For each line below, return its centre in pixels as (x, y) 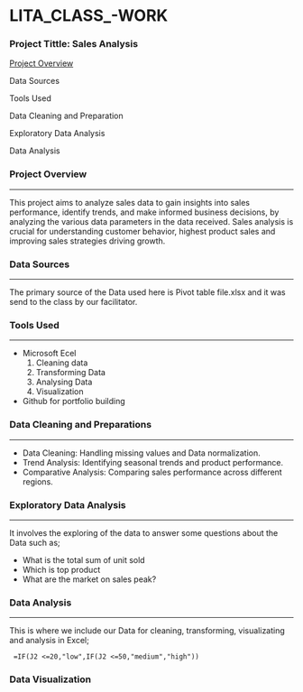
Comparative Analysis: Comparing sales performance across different (152, 472)
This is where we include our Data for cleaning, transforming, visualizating (147, 631)
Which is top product (61, 569)
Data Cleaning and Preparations (80, 425)
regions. (38, 481)
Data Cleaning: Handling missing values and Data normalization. (141, 453)
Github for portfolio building (74, 401)
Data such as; (35, 542)
